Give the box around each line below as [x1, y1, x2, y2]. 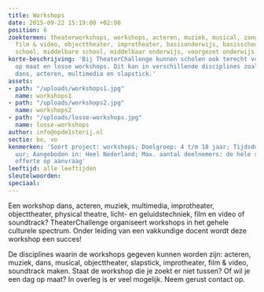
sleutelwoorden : [8, 172, 61, 181]
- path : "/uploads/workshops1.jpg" [8, 84, 125, 93]
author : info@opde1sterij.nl [8, 128, 104, 136]
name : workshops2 [15, 107, 72, 115]
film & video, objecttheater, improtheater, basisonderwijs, [15, 41, 220, 49]
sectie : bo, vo [8, 135, 58, 144]
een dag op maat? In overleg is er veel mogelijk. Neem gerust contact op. [8, 274, 246, 283]
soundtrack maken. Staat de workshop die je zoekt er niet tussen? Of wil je [8, 266, 251, 276]
